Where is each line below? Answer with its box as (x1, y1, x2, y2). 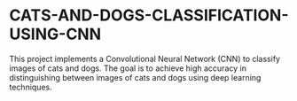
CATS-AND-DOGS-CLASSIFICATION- (9, 5, 289, 26)
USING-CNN (9, 24, 102, 44)
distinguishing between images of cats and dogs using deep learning (9, 72, 262, 82)
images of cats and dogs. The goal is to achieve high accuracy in (9, 63, 246, 74)
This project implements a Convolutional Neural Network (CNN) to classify (9, 53, 281, 64)
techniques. (9, 82, 52, 92)
